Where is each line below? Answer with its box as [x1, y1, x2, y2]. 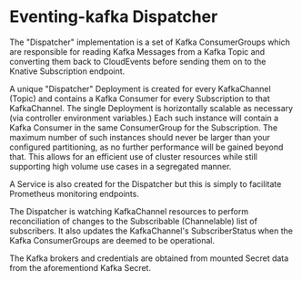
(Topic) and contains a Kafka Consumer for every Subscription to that [9, 93, 270, 104]
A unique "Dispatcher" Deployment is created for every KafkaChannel [9, 83, 271, 94]
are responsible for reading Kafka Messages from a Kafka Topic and [9, 46, 266, 57]
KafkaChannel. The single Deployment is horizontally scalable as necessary [9, 102, 294, 113]
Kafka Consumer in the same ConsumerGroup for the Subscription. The [9, 121, 278, 133]
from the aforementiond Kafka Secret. [9, 262, 152, 273]
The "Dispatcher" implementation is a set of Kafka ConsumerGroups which [9, 36, 291, 47]
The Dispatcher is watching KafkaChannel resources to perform [9, 205, 248, 216]
